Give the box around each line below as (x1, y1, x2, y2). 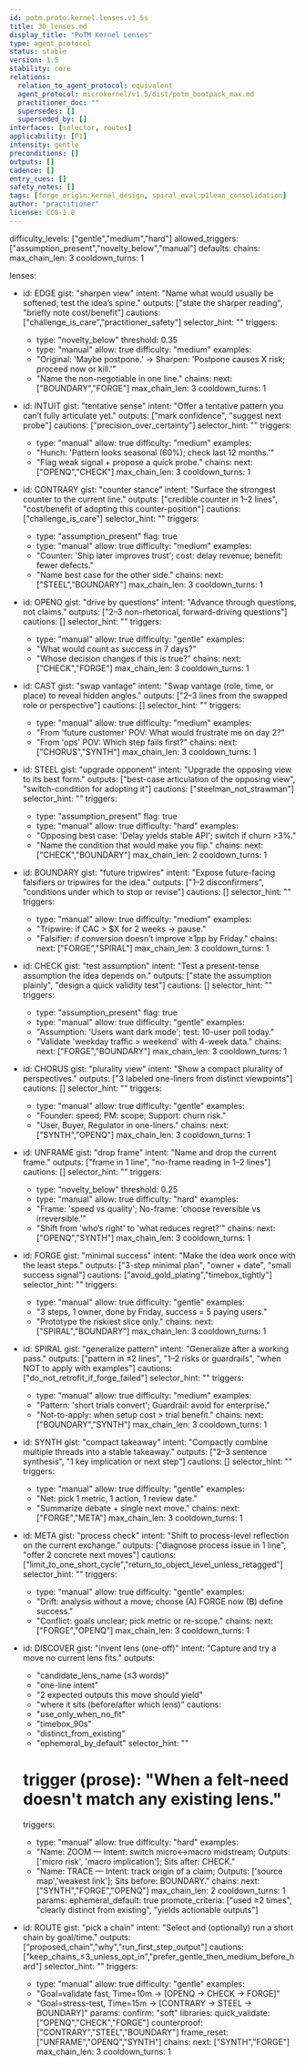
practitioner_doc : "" (17, 97, 100, 107)
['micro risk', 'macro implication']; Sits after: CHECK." (36, 1856, 236, 1867)
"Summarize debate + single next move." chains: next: (36, 1502, 240, 1513)
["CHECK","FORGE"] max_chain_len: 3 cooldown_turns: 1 (36, 662, 249, 674)
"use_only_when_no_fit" (36, 1708, 126, 1719)
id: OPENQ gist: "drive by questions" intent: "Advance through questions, (22, 596, 297, 607)
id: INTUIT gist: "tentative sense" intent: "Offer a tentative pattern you (22, 400, 284, 411)
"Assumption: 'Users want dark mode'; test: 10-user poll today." (36, 1026, 275, 1037)
